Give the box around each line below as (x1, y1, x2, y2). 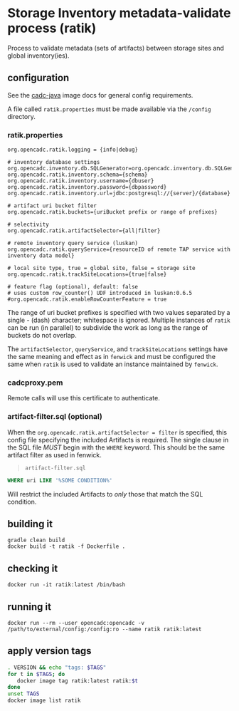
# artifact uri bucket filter (7, 202, 97, 209)
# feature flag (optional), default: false (7, 284, 139, 291)
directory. (7, 112, 36, 120)
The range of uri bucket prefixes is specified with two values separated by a (7, 308, 230, 317)
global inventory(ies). (7, 51, 70, 60)
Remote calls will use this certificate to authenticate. (7, 394, 160, 403)
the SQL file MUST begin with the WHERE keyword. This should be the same (7, 443, 225, 452)
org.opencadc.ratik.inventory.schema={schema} (7, 171, 148, 179)
